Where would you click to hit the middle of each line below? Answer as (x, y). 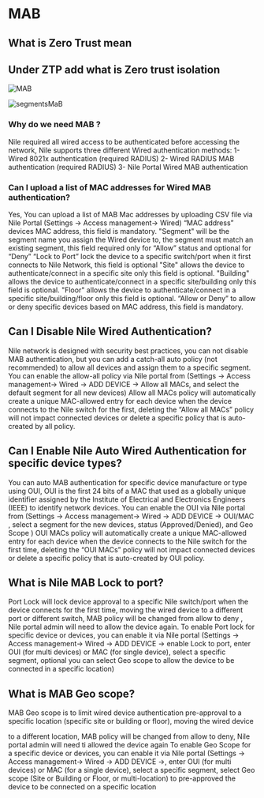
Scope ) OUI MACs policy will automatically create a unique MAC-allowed (127, 533)
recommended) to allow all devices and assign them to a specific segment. (130, 367)
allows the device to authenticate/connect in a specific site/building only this (132, 281)
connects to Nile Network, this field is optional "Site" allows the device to (126, 265)
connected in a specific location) (61, 669)
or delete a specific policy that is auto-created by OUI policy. (106, 558)
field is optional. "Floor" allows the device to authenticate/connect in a (122, 290)
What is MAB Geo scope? (72, 693)
